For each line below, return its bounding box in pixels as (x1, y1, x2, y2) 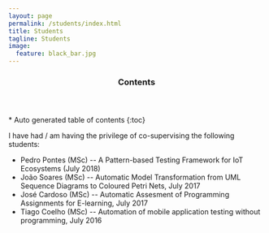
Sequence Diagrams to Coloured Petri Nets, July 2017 (20, 180, 201, 191)
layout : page (8, 11, 53, 20)
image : (8, 42, 31, 50)
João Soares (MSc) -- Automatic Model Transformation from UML (20, 172, 241, 182)
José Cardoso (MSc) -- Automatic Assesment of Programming (20, 189, 230, 199)
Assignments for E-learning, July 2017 (20, 198, 149, 208)
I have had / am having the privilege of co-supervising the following (8, 131, 235, 140)
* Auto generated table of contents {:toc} (8, 114, 146, 124)
